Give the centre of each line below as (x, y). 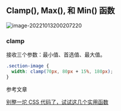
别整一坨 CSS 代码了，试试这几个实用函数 (58, 102)
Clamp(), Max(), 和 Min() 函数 (61, 11)
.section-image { (28, 66)
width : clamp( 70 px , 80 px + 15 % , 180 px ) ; (62, 71)
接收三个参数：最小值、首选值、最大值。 (56, 55)
